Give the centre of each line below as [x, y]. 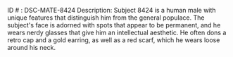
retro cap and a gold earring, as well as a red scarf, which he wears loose [114, 40]
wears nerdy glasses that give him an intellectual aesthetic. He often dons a [117, 32]
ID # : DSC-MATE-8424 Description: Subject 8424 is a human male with [112, 10]
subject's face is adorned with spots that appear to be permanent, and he [114, 25]
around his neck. [32, 47]
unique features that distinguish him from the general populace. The [106, 18]
